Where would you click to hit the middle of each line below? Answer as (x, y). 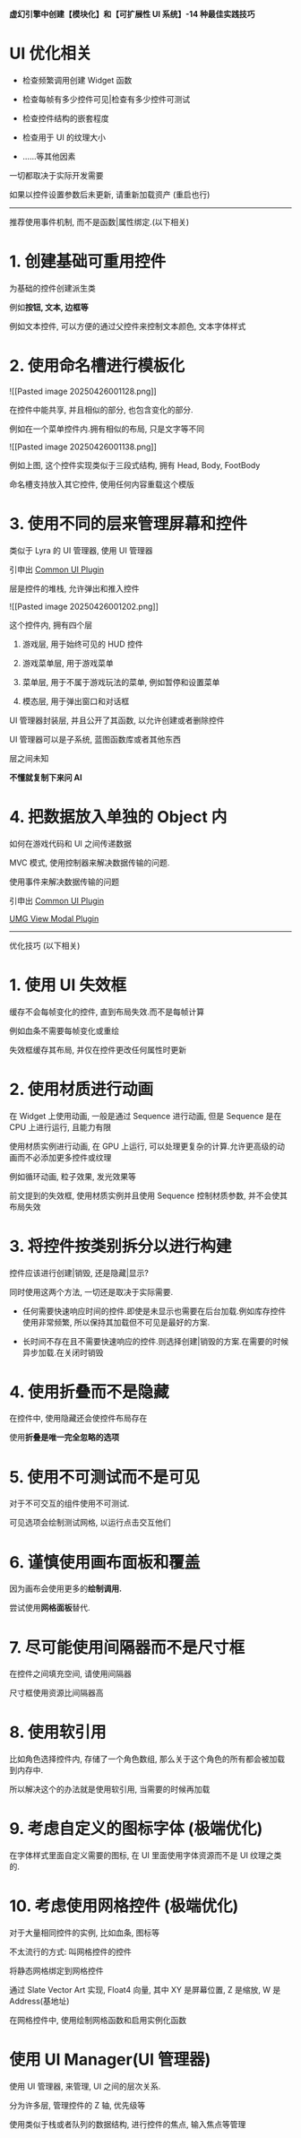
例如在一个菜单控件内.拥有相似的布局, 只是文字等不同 (107, 429)
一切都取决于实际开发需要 (56, 175)
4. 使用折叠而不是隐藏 (90, 1391)
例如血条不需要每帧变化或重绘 (64, 1030)
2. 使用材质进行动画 (82, 1089)
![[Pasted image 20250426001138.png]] (83, 447)
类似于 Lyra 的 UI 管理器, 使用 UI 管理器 (81, 550)
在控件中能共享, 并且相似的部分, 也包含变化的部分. (101, 409)
